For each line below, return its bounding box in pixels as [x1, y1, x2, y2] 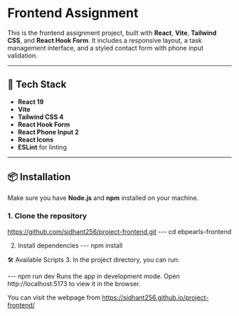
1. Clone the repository [7, 211, 87, 221]
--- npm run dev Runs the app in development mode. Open [7, 272, 180, 280]
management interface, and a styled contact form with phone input [7, 43, 204, 52]
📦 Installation [7, 171, 71, 183]
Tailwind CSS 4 [17, 112, 64, 121]
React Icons [17, 135, 54, 144]
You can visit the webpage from [7, 293, 101, 302]
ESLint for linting [17, 142, 68, 151]
